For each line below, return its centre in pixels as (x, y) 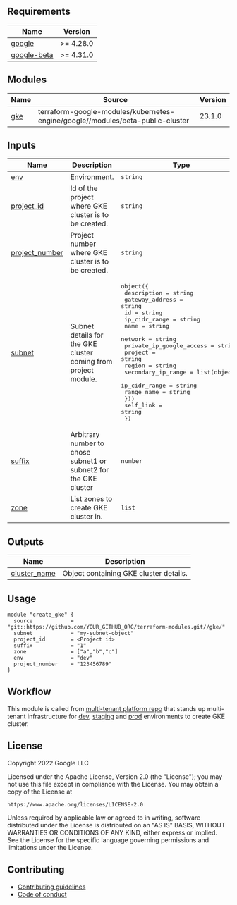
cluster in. (86, 517)
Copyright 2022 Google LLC (48, 763)
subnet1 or (89, 461)
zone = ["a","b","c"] (66, 652)
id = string (144, 313)
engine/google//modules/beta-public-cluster (113, 121)
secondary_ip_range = (159, 373)
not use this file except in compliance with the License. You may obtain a (113, 784)
